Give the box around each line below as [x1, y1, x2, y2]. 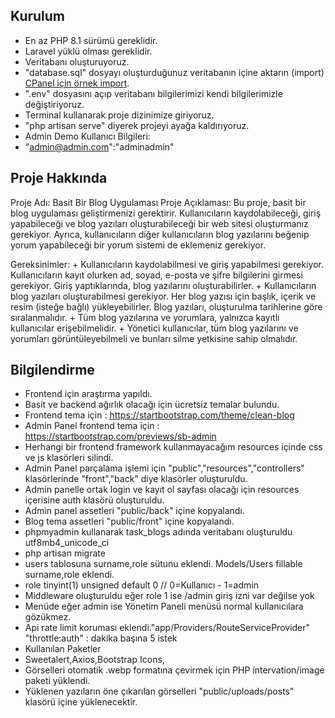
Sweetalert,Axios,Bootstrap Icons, [24, 654, 165, 666]
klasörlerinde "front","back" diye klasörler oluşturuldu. [24, 473, 248, 485]
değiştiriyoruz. [24, 98, 85, 110]
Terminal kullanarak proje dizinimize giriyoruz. [24, 109, 215, 121]
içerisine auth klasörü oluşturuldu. [24, 494, 165, 506]
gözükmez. [24, 611, 72, 623]
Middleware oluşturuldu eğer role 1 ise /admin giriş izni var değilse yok [24, 590, 315, 602]
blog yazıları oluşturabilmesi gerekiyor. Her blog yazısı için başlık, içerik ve [10, 290, 317, 302]
